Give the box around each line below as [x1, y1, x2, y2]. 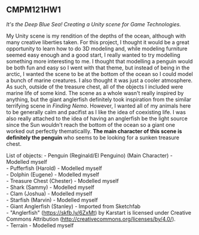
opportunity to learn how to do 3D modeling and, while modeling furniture [6, 45, 188, 52]
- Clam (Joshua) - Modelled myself [6, 190, 93, 197]
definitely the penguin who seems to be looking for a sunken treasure [6, 134, 179, 141]
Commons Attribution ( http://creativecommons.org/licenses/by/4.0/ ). [6, 215, 176, 222]
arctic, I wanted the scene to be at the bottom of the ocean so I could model [6, 70, 193, 77]
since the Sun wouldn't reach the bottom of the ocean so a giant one [6, 121, 175, 128]
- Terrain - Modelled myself [6, 221, 74, 229]
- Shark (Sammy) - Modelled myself [6, 184, 94, 191]
